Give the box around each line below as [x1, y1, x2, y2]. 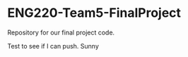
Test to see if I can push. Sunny [7, 42, 99, 50]
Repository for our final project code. [7, 28, 115, 37]
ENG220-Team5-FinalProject [7, 5, 182, 21]
